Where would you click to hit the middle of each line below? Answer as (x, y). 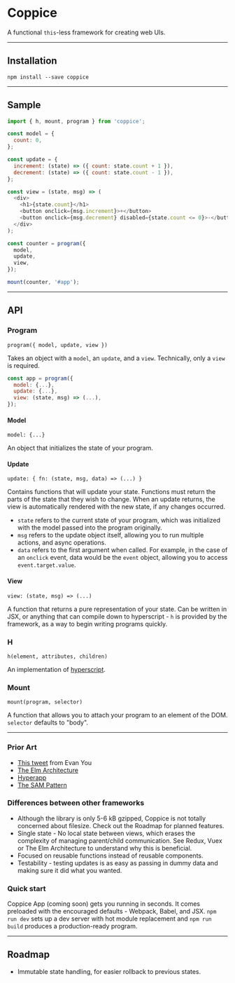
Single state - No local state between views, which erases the (106, 833)
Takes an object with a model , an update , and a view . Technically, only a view (116, 358)
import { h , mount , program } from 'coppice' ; (76, 121)
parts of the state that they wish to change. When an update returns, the (111, 500)
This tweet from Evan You (55, 762)
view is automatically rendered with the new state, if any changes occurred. (116, 507)
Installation (32, 61)
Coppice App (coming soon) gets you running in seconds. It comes (104, 904)
